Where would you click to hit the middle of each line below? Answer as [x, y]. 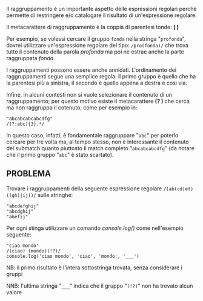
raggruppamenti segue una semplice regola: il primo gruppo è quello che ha [101, 76]
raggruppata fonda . [31, 58]
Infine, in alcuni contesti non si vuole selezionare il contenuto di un [89, 95]
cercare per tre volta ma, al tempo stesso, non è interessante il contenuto [98, 142]
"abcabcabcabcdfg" [29, 119]
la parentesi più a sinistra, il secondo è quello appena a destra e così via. [97, 83]
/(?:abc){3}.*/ [25, 124]
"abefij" [17, 216]
